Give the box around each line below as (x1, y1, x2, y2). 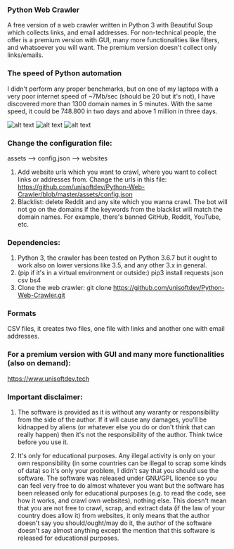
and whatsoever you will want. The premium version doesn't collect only (7, 44, 217, 52)
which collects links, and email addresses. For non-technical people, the (7, 28, 216, 37)
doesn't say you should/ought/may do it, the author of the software (17, 519, 212, 527)
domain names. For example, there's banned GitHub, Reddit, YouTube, (17, 213, 221, 221)
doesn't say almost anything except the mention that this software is (17, 526, 216, 535)
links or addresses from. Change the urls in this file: (17, 175, 167, 184)
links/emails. (7, 51, 44, 59)
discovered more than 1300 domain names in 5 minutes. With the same (7, 99, 213, 108)
